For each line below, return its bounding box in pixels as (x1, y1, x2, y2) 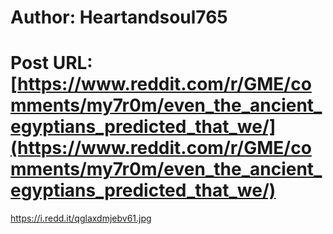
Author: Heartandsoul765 (10, 6, 228, 29)
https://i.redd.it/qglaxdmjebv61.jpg (10, 212, 152, 225)
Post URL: (10, 52, 93, 75)
